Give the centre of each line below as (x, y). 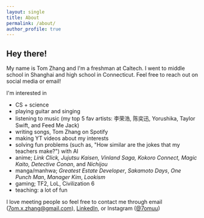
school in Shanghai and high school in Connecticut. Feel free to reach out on (102, 75)
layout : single (26, 12)
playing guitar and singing (47, 111)
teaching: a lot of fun (41, 190)
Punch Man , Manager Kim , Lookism (60, 177)
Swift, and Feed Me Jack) (47, 125)
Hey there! (27, 53)
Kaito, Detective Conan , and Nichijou (61, 164)
